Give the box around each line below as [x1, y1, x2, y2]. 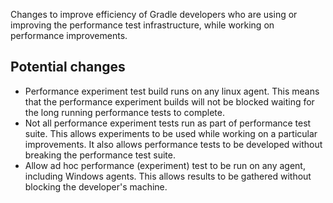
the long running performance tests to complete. [24, 106, 225, 118]
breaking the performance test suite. [24, 149, 176, 161]
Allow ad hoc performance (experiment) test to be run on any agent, [24, 159, 306, 171]
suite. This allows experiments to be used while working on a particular [24, 127, 318, 139]
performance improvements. [10, 30, 128, 41]
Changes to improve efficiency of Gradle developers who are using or [10, 9, 298, 20]
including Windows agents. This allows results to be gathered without [24, 170, 312, 182]
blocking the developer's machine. [24, 180, 168, 193]
